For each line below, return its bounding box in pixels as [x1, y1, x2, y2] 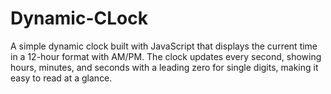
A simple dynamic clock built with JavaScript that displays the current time [10, 40, 318, 52]
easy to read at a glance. [10, 72, 113, 84]
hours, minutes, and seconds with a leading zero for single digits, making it [10, 61, 319, 73]
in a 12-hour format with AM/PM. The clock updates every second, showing [10, 50, 322, 62]
